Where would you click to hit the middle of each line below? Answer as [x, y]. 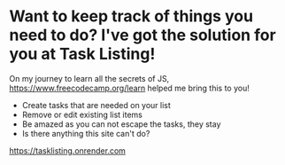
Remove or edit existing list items [82, 114]
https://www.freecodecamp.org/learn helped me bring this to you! [129, 88]
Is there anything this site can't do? [86, 133]
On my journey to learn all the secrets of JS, [89, 78]
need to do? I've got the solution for [142, 35]
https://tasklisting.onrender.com [68, 150]
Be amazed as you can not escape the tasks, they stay [121, 124]
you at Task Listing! [82, 54]
